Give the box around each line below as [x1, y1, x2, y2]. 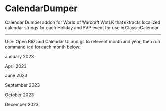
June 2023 [5, 73, 28, 78]
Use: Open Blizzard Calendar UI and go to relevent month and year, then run [5, 38, 160, 44]
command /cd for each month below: [5, 44, 81, 50]
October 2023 [5, 92, 34, 98]
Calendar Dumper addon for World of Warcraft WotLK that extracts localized [5, 19, 161, 25]
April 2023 [5, 63, 27, 69]
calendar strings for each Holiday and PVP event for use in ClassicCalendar [5, 24, 159, 30]
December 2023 [5, 101, 39, 107]
